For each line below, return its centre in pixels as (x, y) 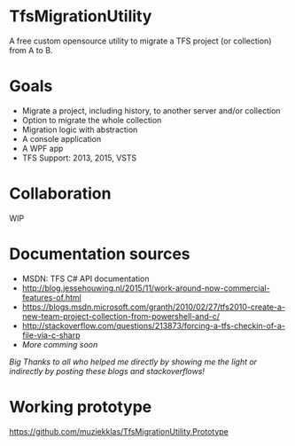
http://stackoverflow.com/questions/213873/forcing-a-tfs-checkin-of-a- (154, 325)
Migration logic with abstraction (80, 129)
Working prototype (81, 407)
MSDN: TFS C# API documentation (85, 278)
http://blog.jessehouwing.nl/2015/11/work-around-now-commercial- (146, 288)
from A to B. (31, 50)
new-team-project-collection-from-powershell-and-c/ (120, 316)
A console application (62, 138)
